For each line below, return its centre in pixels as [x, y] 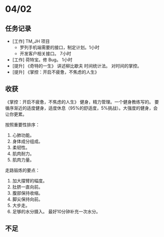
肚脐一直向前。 [27, 187]
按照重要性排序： [22, 125]
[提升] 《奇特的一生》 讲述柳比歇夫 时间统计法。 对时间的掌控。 [77, 66]
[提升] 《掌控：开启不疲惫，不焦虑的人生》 [56, 72]
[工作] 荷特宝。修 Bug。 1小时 [42, 60]
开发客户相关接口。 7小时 [45, 53]
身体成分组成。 [27, 141]
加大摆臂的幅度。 [30, 180]
